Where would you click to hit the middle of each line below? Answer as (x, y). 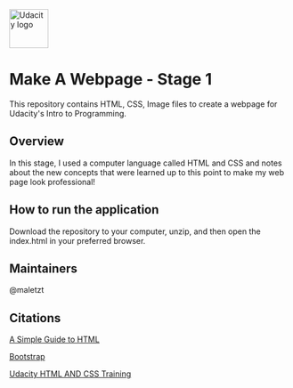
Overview (37, 141)
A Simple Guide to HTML (54, 339)
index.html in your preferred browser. (77, 240)
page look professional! (53, 182)
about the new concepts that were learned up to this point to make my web (147, 172)
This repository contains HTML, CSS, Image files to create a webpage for (143, 104)
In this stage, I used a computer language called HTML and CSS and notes (146, 163)
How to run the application (84, 210)
